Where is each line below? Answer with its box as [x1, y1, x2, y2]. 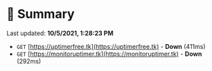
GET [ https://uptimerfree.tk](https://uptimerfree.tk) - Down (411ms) [16, 42, 206, 50]
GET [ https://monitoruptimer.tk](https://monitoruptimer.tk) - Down [16, 50, 202, 58]
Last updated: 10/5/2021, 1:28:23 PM [6, 29, 114, 37]
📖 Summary [6, 6, 75, 22]
